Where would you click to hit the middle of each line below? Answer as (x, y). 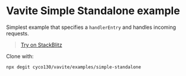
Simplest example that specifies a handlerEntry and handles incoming (91, 27)
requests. (18, 33)
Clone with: (20, 56)
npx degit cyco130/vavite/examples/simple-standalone (74, 67)
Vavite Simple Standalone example (93, 11)
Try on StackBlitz (41, 45)
